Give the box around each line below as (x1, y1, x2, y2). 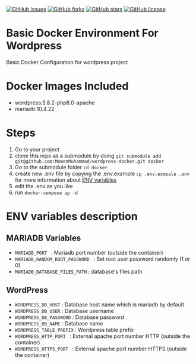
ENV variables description (6, 210, 138, 223)
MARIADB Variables (6, 233, 81, 243)
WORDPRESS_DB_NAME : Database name (14, 319, 103, 327)
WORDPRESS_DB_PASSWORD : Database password (14, 314, 125, 321)
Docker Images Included (6, 80, 129, 93)
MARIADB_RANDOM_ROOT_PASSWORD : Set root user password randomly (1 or (14, 255, 191, 262)
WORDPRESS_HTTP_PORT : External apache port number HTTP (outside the (14, 333, 191, 340)
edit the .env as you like (14, 182, 73, 189)
